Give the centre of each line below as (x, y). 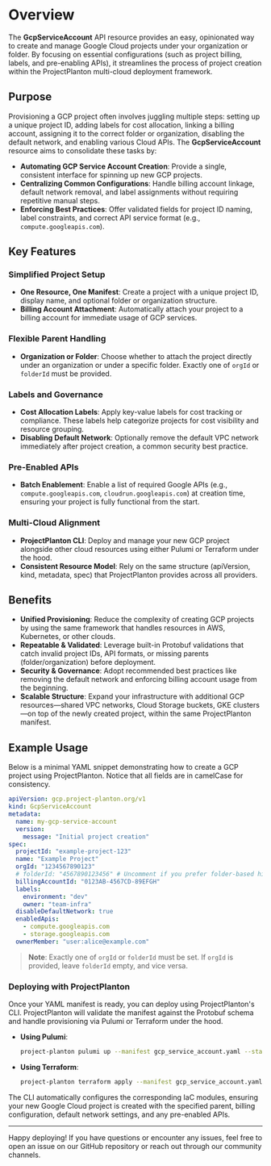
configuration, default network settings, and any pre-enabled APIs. (119, 1114)
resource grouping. (52, 429)
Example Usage (48, 748)
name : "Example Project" (57, 859)
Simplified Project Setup (57, 274)
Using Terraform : (49, 1067)
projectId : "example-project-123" (73, 852)
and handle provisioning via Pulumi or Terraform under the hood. (116, 1022)
